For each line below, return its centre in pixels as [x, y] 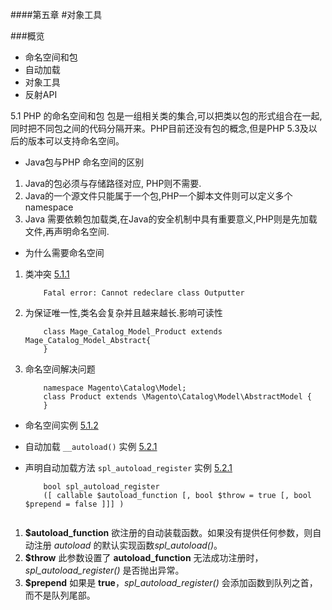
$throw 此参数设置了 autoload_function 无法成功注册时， [144, 557]
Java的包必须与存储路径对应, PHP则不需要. [113, 183]
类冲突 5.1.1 [47, 274]
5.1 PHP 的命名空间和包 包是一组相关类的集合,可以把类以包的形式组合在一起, [166, 116]
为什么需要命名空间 [64, 252]
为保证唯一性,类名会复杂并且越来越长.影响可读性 [123, 312]
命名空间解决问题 [60, 369]
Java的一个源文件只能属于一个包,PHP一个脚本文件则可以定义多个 [158, 196]
